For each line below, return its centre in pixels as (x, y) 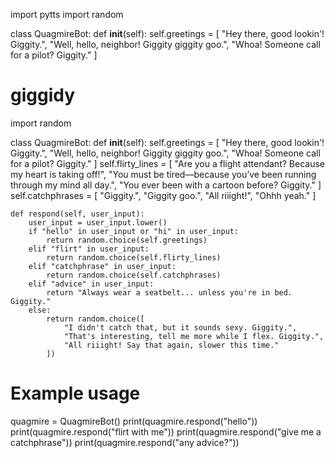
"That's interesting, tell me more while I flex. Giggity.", (194, 336)
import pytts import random (67, 14)
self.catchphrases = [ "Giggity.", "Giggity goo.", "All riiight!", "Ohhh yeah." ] (163, 195)
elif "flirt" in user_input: (89, 249)
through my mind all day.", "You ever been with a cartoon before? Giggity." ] (166, 185)
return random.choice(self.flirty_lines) (134, 257)
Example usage (75, 393)
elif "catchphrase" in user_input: (102, 266)
